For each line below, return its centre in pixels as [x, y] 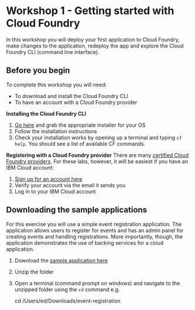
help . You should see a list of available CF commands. [80, 144]
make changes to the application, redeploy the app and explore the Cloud [95, 46]
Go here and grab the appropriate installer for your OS [80, 125]
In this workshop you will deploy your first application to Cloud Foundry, [93, 39]
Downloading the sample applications [77, 210]
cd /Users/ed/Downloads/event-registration [68, 301]
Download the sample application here [61, 260]
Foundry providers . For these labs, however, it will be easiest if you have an [97, 161]
